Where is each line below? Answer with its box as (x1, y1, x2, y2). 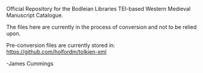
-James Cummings (6, 60, 54, 67)
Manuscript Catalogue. (6, 12, 64, 19)
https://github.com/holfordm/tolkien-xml (6, 48, 107, 55)
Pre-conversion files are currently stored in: (6, 42, 115, 49)
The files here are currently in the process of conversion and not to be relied (6, 24, 197, 30)
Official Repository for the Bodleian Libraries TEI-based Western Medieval (6, 5, 191, 12)
